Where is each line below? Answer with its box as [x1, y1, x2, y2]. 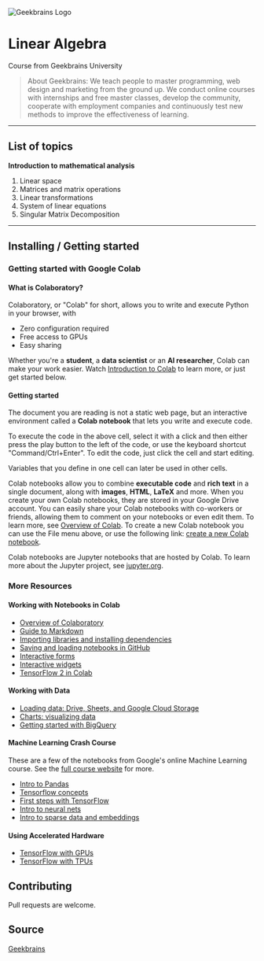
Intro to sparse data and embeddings [19, 813, 140, 822]
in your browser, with [8, 309, 76, 318]
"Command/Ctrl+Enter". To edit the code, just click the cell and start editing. [8, 449, 255, 458]
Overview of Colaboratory [19, 618, 104, 627]
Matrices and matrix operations [19, 184, 122, 194]
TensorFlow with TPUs [19, 856, 93, 866]
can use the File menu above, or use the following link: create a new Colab [8, 529, 249, 538]
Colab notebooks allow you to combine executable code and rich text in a [8, 479, 249, 488]
